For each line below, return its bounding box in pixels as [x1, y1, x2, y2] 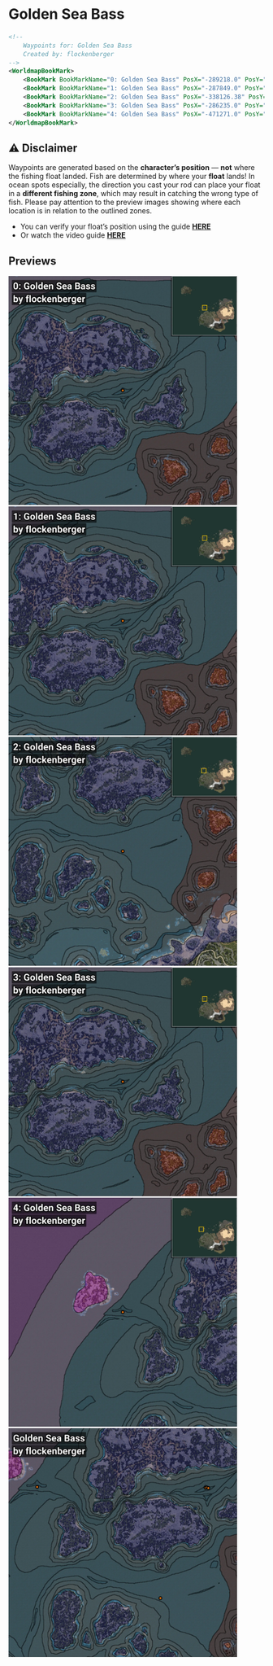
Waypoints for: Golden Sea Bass [23, 42, 132, 50]
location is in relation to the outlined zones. [8, 206, 153, 216]
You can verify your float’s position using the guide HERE [19, 221, 211, 232]
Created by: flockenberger [23, 50, 115, 58]
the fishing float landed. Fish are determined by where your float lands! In [8, 172, 255, 181]
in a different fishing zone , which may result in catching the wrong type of [8, 189, 258, 199]
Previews [8, 254, 57, 268]
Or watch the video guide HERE [19, 230, 126, 240]
